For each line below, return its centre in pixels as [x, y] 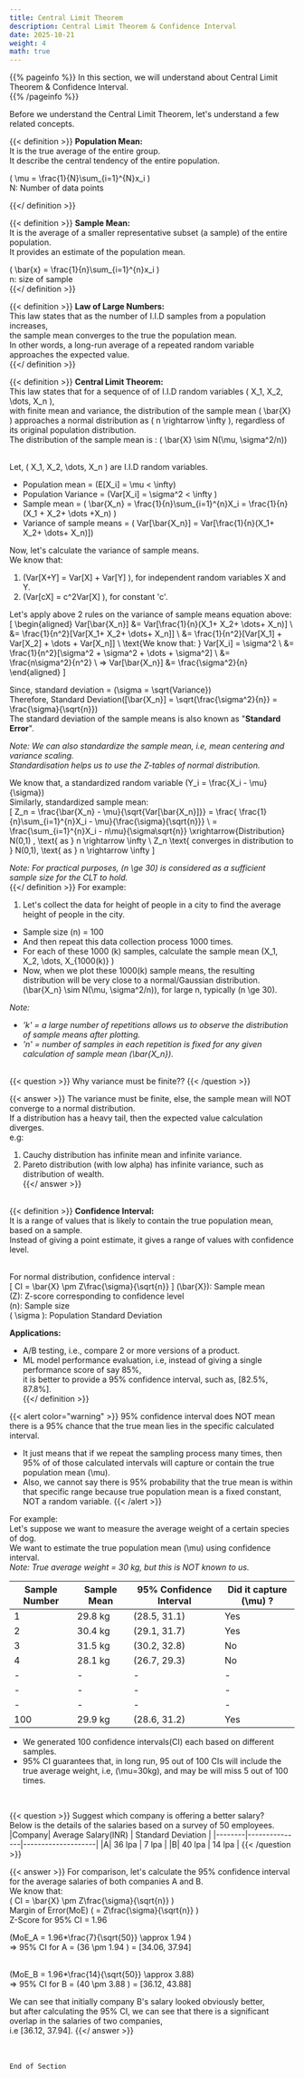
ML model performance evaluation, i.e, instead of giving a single [142, 1360]
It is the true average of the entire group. [85, 152]
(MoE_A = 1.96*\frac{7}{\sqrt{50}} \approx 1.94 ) [100, 1937]
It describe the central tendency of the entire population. [114, 161]
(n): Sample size [40, 1306]
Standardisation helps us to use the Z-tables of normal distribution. [135, 765]
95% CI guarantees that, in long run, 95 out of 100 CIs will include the [152, 1761]
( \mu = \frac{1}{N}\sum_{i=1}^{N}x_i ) [80, 179]
